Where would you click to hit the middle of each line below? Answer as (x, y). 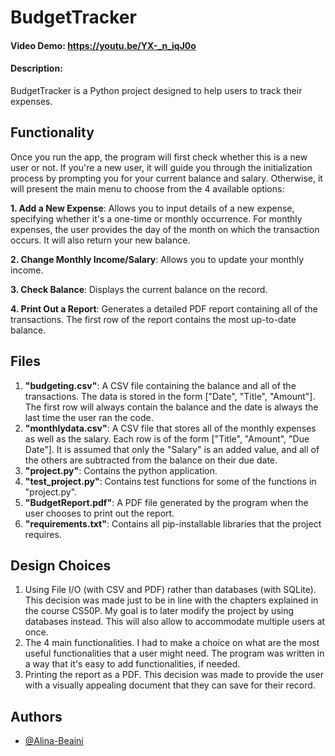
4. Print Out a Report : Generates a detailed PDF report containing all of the (164, 308)
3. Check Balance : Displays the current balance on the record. (139, 289)
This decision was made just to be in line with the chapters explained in (171, 600)
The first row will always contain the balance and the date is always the (171, 407)
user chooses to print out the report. (99, 513)
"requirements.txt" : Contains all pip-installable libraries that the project (173, 523)
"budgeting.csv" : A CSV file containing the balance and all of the (160, 385)
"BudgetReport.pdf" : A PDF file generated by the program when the (166, 502)
